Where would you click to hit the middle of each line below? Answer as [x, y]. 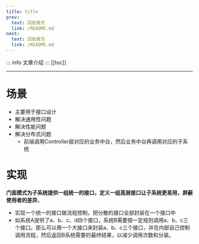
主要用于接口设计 [36, 112]
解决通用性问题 [33, 119]
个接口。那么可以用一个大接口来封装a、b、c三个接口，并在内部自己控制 [102, 227]
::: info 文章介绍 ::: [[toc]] [36, 62]
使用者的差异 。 [24, 200]
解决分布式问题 [33, 134]
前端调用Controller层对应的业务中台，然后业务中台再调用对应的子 [103, 141]
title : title [22, 12]
